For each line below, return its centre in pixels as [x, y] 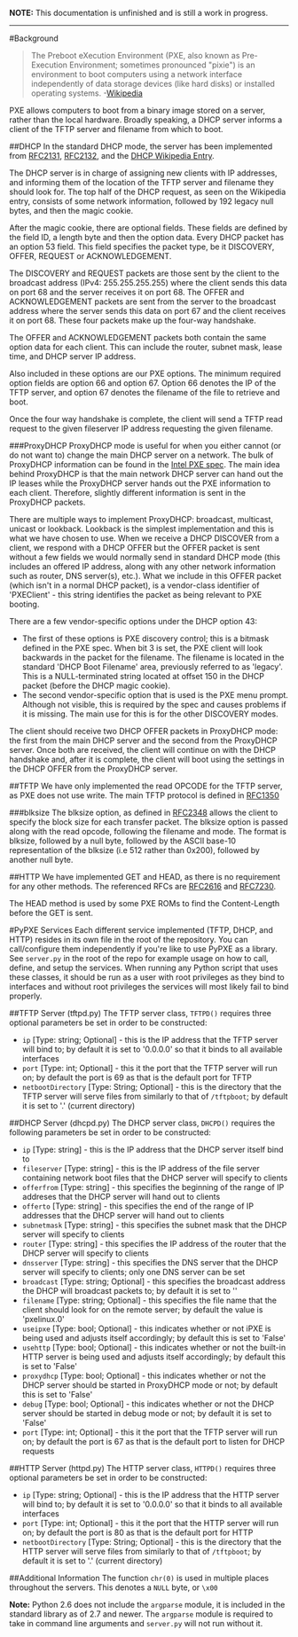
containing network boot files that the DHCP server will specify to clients [155, 1178]
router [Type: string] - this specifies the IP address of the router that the [154, 1244]
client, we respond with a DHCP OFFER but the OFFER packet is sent [134, 548]
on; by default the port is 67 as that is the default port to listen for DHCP [153, 1441]
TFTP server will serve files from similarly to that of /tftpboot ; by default [155, 1096]
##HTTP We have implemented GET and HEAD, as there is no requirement [145, 877]
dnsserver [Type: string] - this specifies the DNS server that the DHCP [150, 1262]
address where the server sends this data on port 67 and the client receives [148, 311]
